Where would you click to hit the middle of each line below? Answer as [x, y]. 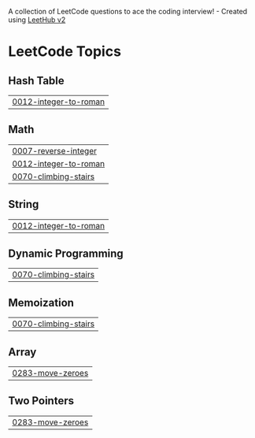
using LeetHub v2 [37, 20]
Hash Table [36, 81]
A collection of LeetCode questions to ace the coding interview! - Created [128, 11]
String [24, 204]
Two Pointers [41, 401]
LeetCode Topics [65, 52]
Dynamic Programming [66, 254]
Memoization [41, 303]
